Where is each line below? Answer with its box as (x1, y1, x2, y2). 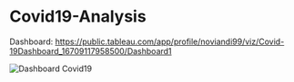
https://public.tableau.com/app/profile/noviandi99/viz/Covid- (55, 36, 285, 47)
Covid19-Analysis (9, 6, 147, 27)
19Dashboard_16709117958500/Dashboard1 (9, 45, 172, 56)
